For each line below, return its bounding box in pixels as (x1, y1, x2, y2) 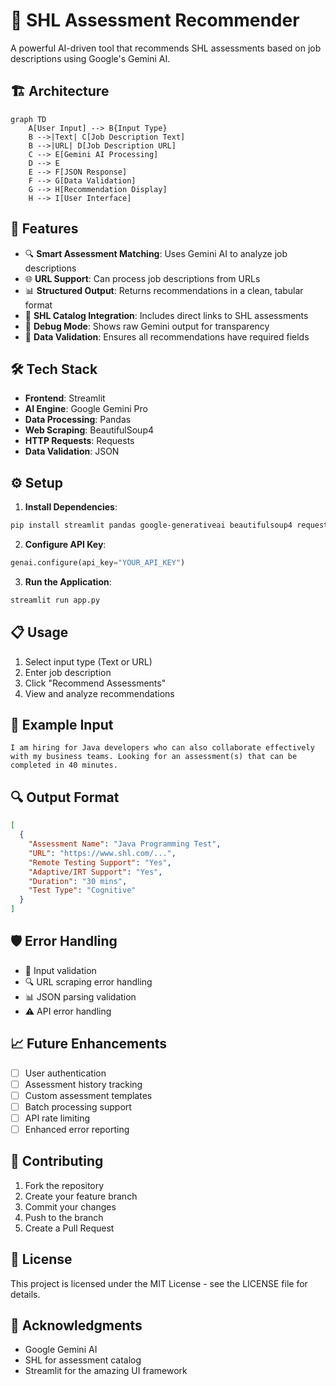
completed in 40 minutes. (10, 760, 118, 771)
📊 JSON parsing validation (24, 990, 137, 1003)
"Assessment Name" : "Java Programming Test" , (28, 839, 222, 849)
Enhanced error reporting (24, 1123, 130, 1135)
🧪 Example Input (10, 717, 114, 734)
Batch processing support (24, 1100, 132, 1113)
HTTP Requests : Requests (24, 435, 135, 447)
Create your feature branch (24, 1190, 138, 1202)
